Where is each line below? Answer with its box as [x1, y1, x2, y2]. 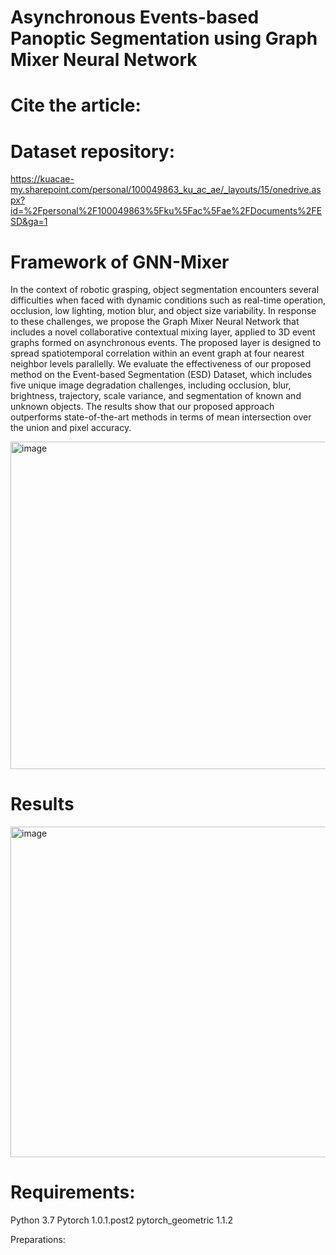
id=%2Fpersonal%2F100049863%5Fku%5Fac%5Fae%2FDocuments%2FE [10, 205, 323, 217]
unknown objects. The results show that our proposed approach [10, 401, 275, 413]
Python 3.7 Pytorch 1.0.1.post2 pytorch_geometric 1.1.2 [10, 1214, 233, 1226]
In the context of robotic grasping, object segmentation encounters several [10, 284, 320, 296]
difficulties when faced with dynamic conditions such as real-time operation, [10, 294, 326, 306]
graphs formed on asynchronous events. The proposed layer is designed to [10, 337, 322, 349]
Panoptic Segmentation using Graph [10, 27, 318, 50]
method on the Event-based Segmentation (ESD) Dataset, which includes [10, 369, 313, 381]
